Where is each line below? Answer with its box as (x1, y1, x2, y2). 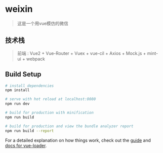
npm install (5, 88, 30, 93)
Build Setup (5, 70, 41, 78)
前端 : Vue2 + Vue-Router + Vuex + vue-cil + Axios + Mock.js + (17, 50, 147, 56)
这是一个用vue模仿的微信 (17, 20, 69, 26)
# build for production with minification (5, 110, 94, 115)
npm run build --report (5, 128, 54, 133)
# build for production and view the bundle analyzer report (5, 123, 134, 129)
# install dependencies (5, 83, 54, 88)
